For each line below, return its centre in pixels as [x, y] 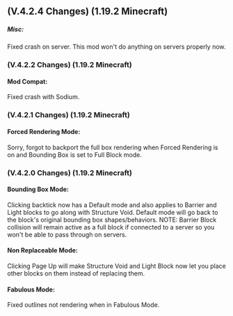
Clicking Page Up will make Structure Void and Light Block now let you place [116, 266]
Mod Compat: [27, 81]
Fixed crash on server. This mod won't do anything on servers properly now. [116, 47]
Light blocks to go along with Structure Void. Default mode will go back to [113, 212]
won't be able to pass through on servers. [67, 234]
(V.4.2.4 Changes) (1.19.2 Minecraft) [88, 12]
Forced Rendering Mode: [44, 131]
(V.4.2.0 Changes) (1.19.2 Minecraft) [70, 172]
